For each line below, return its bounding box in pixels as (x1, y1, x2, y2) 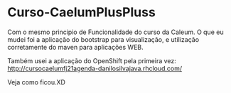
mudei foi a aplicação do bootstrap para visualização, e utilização (7, 35, 200, 43)
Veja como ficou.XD (7, 77, 66, 86)
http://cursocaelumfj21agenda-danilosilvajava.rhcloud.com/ (7, 64, 183, 72)
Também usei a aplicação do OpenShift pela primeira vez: (7, 56, 176, 65)
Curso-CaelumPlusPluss (7, 4, 156, 21)
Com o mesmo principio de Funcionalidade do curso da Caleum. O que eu (7, 28, 224, 36)
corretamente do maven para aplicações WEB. (7, 43, 144, 51)
